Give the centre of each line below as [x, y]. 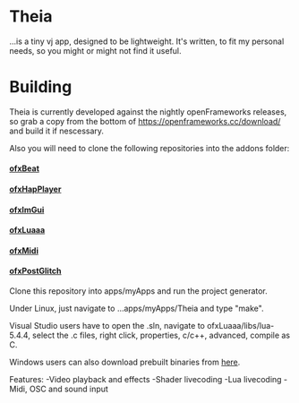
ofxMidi [24, 250]
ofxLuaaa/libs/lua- [241, 326]
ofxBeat [25, 168]
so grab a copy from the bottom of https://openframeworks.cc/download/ [145, 121]
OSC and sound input [69, 389]
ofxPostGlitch [35, 271]
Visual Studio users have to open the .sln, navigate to [107, 326]
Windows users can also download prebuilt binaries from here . [125, 362]
